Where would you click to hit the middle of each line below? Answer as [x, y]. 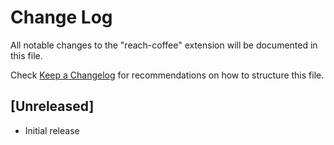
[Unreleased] [52, 106]
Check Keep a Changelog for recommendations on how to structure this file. [167, 75]
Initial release [52, 130]
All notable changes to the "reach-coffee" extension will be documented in [164, 45]
